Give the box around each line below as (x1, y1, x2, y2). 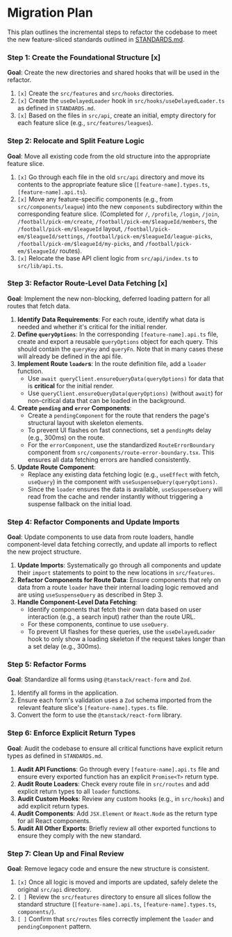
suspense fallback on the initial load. (27, 499, 133, 508)
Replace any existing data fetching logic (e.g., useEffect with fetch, (27, 470, 220, 479)
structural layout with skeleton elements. (27, 418, 144, 426)
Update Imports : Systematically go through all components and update (17, 561, 222, 570)
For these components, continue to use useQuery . (27, 620, 169, 629)
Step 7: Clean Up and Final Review (7, 849, 124, 859)
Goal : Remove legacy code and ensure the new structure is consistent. (7, 865, 210, 873)
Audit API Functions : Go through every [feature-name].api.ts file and (17, 765, 220, 773)
